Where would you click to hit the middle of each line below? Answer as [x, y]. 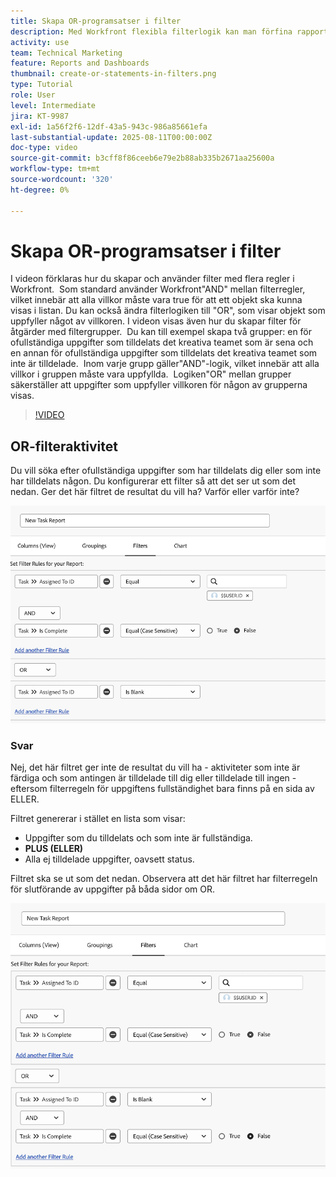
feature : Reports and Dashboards [80, 63]
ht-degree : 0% [40, 190]
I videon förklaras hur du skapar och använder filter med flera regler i [152, 279]
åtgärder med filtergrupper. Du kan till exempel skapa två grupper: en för [161, 332]
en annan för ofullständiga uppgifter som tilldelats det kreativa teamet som [164, 353]
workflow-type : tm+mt [55, 169]
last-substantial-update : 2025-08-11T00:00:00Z [111, 137]
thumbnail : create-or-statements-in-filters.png [113, 74]
